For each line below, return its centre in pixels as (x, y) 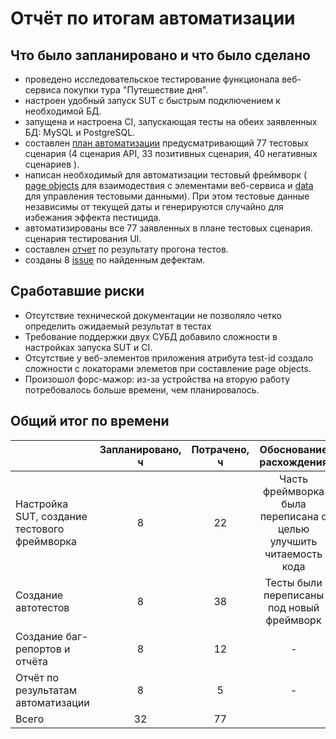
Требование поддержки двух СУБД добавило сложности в (151, 336)
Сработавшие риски (77, 291)
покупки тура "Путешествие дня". (136, 90)
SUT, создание (51, 516)
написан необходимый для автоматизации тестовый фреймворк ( (166, 175)
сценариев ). (52, 164)
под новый (293, 607)
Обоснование (293, 449)
